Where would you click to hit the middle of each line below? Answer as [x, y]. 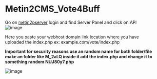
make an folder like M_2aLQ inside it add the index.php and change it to [79, 56]
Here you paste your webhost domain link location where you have [72, 37]
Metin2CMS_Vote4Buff [52, 9]
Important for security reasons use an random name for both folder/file [78, 51]
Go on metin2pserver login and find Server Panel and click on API [71, 22]
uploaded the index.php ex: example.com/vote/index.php [62, 42]
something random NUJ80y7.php [39, 62]
